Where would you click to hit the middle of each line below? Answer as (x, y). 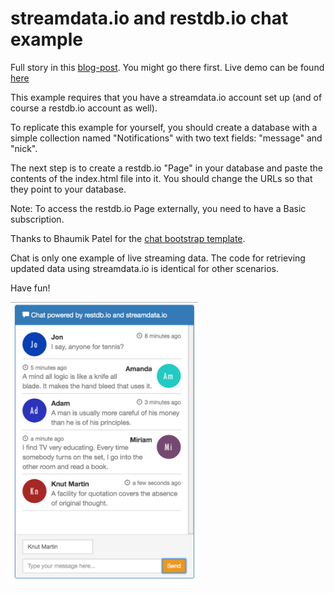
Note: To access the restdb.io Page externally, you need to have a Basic (158, 208)
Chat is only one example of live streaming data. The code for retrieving (158, 258)
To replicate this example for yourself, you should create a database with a (164, 127)
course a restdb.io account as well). (84, 108)
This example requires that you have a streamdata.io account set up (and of (166, 97)
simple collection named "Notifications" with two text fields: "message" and (166, 138)
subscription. (37, 219)
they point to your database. (68, 189)
